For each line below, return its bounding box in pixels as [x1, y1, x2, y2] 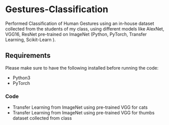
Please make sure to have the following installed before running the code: [5, 65, 158, 71]
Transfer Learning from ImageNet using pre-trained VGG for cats [12, 104, 148, 110]
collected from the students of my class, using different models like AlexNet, [5, 25, 164, 32]
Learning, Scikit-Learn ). [5, 37, 56, 43]
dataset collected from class [12, 115, 72, 121]
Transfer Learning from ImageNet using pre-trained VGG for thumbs [12, 110, 155, 116]
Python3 [12, 75, 30, 81]
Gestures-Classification [5, 4, 109, 15]
